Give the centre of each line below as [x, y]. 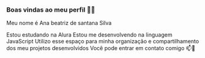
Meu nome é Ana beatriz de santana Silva [59, 23]
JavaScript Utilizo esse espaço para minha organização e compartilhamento [103, 42]
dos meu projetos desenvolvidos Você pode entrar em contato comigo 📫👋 [101, 48]
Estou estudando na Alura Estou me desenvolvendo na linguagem [90, 35]
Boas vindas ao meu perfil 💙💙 [51, 10]
